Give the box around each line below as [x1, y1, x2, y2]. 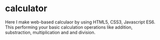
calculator [5, 3, 48, 14]
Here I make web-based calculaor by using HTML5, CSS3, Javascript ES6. [5, 19, 156, 25]
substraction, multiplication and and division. [5, 29, 96, 35]
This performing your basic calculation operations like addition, [5, 24, 133, 30]
